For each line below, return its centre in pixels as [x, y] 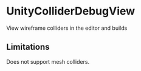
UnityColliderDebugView [71, 11]
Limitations [28, 47]
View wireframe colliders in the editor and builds [67, 28]
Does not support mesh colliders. [48, 61]
